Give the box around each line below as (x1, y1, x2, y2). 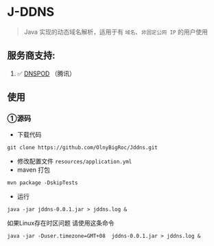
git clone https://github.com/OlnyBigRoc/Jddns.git (7, 144, 158, 151)
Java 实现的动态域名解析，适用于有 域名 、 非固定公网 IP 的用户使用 (23, 27, 208, 36)
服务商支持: (7, 49, 56, 62)
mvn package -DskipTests (7, 179, 78, 186)
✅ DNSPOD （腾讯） (16, 69, 75, 78)
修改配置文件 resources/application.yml (16, 157, 132, 166)
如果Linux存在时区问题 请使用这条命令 (7, 219, 115, 227)
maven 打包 (16, 166, 50, 174)
